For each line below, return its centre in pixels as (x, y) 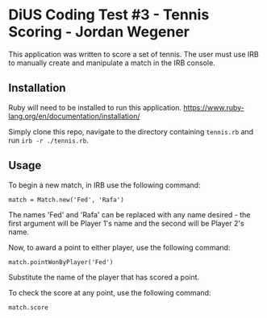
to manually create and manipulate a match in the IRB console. (112, 63)
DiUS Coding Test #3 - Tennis (109, 15)
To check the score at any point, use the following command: (110, 292)
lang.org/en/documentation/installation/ (74, 116)
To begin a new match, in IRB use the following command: (104, 185)
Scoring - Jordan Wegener (99, 32)
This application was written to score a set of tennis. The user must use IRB (134, 54)
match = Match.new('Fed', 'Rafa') (67, 200)
